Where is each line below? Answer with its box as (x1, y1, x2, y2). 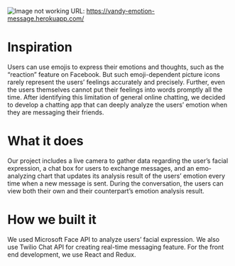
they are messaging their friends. (7, 107, 104, 117)
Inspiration (7, 39, 72, 55)
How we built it (7, 212, 97, 228)
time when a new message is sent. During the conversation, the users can (7, 179, 224, 188)
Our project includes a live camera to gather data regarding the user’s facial (7, 156, 229, 165)
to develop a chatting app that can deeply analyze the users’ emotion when (7, 100, 228, 109)
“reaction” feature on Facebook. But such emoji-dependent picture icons (7, 70, 220, 78)
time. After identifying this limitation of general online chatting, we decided (7, 92, 226, 101)
